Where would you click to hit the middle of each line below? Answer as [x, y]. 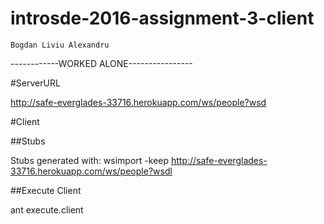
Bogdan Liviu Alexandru [60, 45]
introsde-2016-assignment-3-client [162, 18]
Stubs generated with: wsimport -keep [90, 160]
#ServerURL [35, 83]
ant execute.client [47, 209]
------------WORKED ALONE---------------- [101, 63]
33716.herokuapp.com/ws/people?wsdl [91, 171]
